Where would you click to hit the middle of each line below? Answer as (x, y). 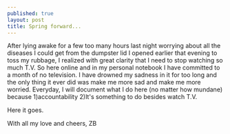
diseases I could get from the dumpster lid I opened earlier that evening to (112, 53)
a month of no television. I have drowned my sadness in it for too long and (112, 75)
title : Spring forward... (44, 26)
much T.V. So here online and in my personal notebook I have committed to (114, 68)
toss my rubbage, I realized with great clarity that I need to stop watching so (115, 60)
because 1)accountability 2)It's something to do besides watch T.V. (102, 97)
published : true (30, 13)
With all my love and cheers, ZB (52, 124)
